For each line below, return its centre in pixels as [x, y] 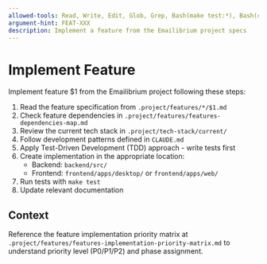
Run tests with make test [60, 182]
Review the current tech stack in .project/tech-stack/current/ [124, 131]
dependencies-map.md [54, 123]
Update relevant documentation [72, 190]
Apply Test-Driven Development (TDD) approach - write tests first [128, 148]
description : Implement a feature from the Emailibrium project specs [128, 30]
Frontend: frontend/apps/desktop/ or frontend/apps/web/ [125, 173]
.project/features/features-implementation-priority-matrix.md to [119, 243]
